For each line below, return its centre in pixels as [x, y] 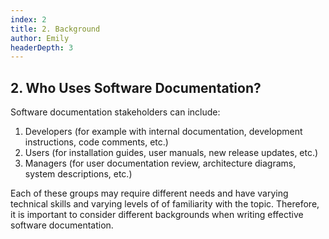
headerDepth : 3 [42, 47]
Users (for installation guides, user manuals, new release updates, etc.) [171, 153]
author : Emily [40, 38]
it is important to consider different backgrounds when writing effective [157, 215]
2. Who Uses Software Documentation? [136, 87]
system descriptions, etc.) [78, 174]
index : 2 [28, 19]
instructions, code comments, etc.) [96, 142]
